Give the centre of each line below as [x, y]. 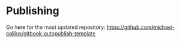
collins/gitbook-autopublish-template [51, 33]
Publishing [33, 11]
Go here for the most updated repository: [56, 27]
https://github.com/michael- [141, 27]
